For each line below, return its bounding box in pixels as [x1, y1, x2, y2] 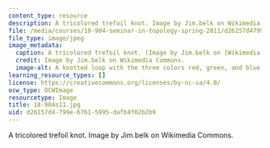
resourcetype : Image [8, 94, 78, 102]
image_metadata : [8, 42, 63, 50]
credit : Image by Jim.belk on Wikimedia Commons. [15, 57, 185, 65]
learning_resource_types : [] [8, 71, 106, 79]
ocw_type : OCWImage [8, 86, 74, 94]
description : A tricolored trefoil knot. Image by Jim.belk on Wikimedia [8, 19, 261, 27]
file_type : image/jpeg [8, 34, 84, 42]
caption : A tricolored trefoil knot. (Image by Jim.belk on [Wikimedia [15, 49, 261, 57]
